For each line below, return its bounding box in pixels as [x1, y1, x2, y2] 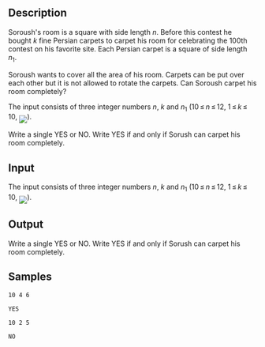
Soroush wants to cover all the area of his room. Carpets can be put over [8, 70, 244, 79]
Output [8, 217, 43, 232]
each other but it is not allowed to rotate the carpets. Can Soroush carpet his [8, 78, 257, 88]
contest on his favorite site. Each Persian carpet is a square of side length [8, 43, 248, 54]
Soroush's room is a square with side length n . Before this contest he [8, 27, 233, 36]
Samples [8, 270, 53, 284]
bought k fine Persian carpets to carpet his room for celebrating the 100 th [8, 36, 248, 45]
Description [8, 6, 67, 20]
